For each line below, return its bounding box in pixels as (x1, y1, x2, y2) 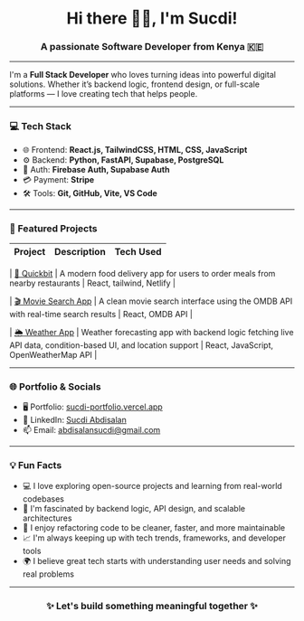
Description (53, 246, 106, 259)
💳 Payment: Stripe (22, 174, 95, 184)
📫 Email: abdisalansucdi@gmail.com (22, 425, 161, 436)
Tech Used (114, 246, 162, 259)
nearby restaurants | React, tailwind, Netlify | (9, 278, 176, 288)
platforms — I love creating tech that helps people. (9, 89, 198, 99)
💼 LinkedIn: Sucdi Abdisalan (22, 415, 127, 426)
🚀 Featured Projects (9, 221, 98, 234)
